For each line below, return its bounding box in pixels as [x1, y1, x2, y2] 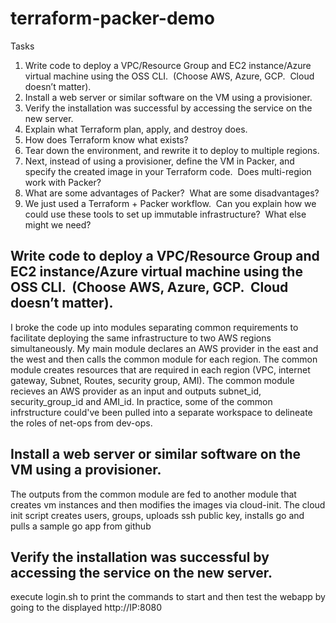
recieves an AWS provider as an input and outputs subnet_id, [10, 385, 262, 397]
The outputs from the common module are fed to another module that [10, 488, 297, 500]
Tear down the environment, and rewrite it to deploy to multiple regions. [24, 144, 320, 156]
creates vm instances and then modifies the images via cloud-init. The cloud [10, 498, 326, 511]
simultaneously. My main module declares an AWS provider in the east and [10, 342, 319, 354]
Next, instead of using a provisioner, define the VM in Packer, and [24, 155, 295, 167]
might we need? [24, 218, 92, 231]
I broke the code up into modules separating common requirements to [10, 321, 299, 333]
